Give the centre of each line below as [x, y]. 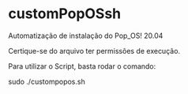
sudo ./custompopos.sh [47, 81]
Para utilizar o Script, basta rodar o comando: [82, 66]
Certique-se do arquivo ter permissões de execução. [94, 51]
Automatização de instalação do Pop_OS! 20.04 [86, 36]
